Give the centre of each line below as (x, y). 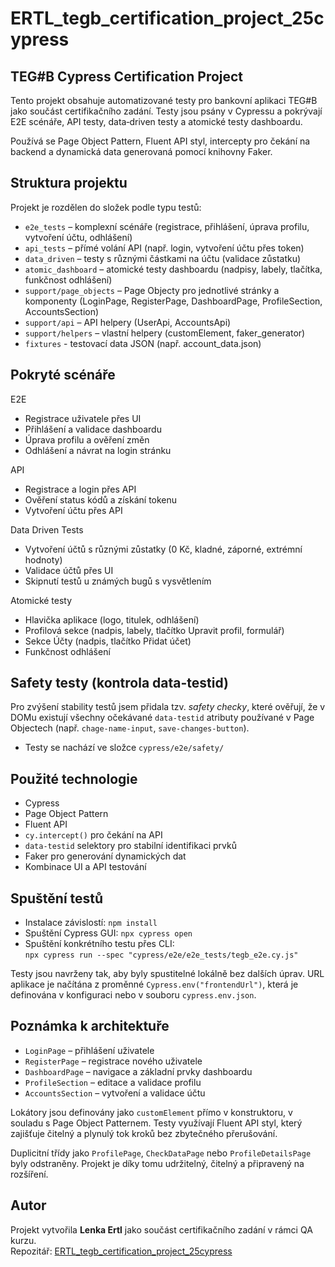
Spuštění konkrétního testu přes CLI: (99, 944)
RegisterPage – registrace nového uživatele (113, 1061)
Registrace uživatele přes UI (83, 418)
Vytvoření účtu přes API (73, 510)
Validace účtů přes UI (69, 570)
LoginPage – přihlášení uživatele (89, 1050)
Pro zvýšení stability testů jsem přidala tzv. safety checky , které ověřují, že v (168, 707)
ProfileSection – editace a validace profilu (113, 1082)
